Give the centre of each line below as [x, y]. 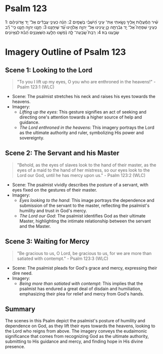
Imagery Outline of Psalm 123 [66, 52]
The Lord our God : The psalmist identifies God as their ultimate [82, 216]
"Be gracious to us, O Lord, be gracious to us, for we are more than [84, 253]
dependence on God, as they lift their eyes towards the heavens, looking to [80, 326]
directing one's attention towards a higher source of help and [81, 117]
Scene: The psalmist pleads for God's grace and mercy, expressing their [84, 268]
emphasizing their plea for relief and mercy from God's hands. [82, 294]
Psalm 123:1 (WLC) [36, 87]
